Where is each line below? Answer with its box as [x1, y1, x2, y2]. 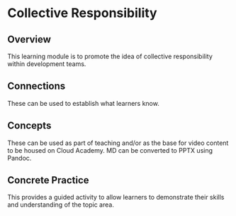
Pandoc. [7, 153, 32, 162]
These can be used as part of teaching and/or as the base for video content [7, 139, 229, 147]
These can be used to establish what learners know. [7, 99, 159, 107]
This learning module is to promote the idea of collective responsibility [7, 52, 213, 60]
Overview [7, 33, 52, 45]
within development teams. [7, 60, 86, 68]
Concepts [7, 119, 52, 132]
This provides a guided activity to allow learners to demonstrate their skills [7, 193, 225, 202]
